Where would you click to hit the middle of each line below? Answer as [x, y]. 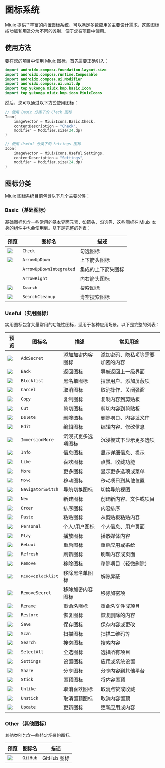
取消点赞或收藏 [118, 689]
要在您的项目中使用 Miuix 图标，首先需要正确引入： [57, 61]
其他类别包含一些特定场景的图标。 [40, 735]
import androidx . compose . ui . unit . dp [42, 84]
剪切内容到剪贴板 [120, 408]
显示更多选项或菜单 [123, 471]
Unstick [29, 698]
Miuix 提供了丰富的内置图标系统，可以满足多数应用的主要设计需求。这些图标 [82, 25]
